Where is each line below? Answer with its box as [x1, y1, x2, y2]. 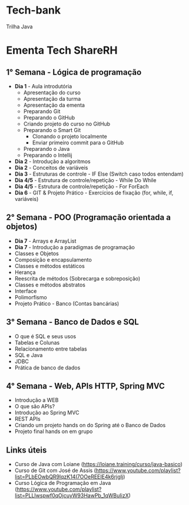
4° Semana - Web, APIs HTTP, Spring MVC [6, 381, 165, 391]
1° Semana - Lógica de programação [6, 67, 142, 77]
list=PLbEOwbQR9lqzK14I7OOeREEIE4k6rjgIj [14, 473, 124, 480]
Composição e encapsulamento [14, 256, 92, 263]
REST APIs [14, 415, 41, 423]
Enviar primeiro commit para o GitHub [32, 139, 124, 146]
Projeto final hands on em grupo [14, 428, 93, 435]
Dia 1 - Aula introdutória [14, 82, 72, 90]
